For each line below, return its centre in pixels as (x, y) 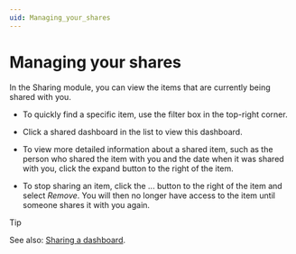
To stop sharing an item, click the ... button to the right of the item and (152, 186)
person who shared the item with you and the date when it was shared (153, 159)
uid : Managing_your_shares (60, 18)
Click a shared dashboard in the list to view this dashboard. (132, 132)
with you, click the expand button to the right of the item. (128, 168)
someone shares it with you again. (86, 204)
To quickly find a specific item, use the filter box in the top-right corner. (155, 114)
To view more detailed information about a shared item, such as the (148, 149)
